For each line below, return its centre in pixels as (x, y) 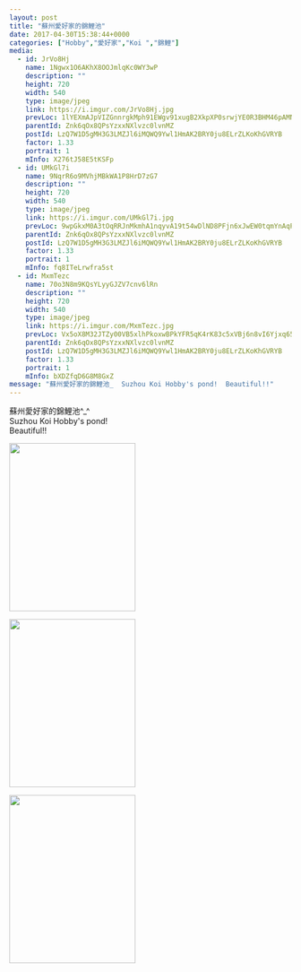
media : (21, 51)
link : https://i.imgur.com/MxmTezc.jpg (100, 326)
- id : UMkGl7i (43, 168)
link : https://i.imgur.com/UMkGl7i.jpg (100, 217)
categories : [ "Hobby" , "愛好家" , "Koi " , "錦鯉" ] (94, 43)
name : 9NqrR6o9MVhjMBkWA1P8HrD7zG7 (92, 176)
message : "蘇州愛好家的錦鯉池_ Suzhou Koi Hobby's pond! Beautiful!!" (142, 385)
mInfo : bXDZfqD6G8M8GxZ (70, 376)
